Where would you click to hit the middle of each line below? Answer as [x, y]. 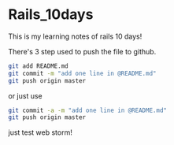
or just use [26, 95]
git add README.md [38, 66]
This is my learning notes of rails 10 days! [75, 36]
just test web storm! [40, 132]
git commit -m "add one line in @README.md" [82, 73]
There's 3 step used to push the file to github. [82, 51]
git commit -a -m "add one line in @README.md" [88, 110]
